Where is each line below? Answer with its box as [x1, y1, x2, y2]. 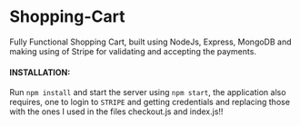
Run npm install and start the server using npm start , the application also [9, 87, 286, 98]
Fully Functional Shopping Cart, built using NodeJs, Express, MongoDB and [9, 36, 293, 47]
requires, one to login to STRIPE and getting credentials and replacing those [9, 97, 291, 108]
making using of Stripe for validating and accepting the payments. [9, 45, 257, 56]
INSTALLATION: [9, 66, 71, 78]
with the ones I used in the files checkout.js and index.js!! [9, 106, 224, 117]
